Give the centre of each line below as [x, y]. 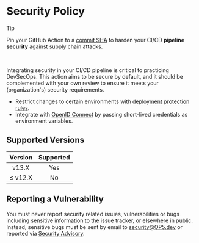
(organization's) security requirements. [55, 89]
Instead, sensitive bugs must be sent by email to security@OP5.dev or [95, 227]
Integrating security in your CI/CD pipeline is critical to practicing [88, 70]
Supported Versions [45, 140]
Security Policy [46, 11]
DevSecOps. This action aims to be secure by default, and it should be [95, 76]
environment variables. [44, 121]
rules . [22, 107]
